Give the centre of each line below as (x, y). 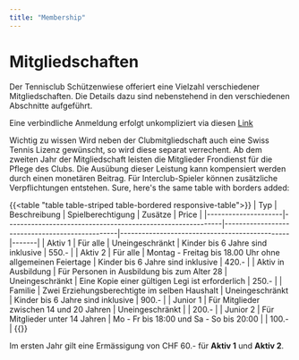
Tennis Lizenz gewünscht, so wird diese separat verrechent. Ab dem (136, 149)
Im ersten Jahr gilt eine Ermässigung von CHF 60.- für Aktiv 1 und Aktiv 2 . (147, 346)
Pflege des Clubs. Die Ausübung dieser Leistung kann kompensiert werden (148, 168)
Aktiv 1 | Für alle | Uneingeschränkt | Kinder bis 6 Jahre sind (157, 243)
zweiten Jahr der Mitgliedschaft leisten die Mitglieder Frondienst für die (141, 159)
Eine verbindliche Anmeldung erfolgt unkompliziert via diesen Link (131, 122)
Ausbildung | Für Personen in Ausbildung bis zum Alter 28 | (119, 271)
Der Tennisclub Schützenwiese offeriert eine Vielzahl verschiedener (134, 87)
